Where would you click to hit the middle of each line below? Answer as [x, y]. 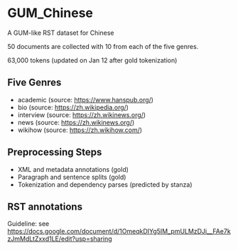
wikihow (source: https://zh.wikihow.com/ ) [80, 130]
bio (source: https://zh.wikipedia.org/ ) [73, 107]
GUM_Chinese [50, 13]
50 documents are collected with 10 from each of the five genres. [103, 46]
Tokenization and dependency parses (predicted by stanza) [105, 184]
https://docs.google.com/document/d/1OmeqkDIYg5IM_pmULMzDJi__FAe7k [119, 232]
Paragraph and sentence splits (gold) [72, 177]
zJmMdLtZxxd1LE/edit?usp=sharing [60, 239]
